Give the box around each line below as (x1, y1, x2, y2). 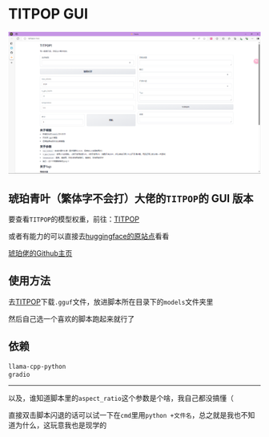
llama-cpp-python (8, 362, 66, 370)
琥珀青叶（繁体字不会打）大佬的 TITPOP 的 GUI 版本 (8, 192, 254, 205)
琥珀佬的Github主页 (8, 249, 73, 258)
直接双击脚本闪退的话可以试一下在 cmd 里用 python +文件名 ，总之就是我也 (8, 410, 242, 419)
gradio (8, 370, 30, 378)
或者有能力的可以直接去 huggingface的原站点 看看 (8, 232, 170, 241)
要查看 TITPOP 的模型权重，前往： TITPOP (8, 214, 140, 225)
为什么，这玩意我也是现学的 (14, 420, 106, 430)
